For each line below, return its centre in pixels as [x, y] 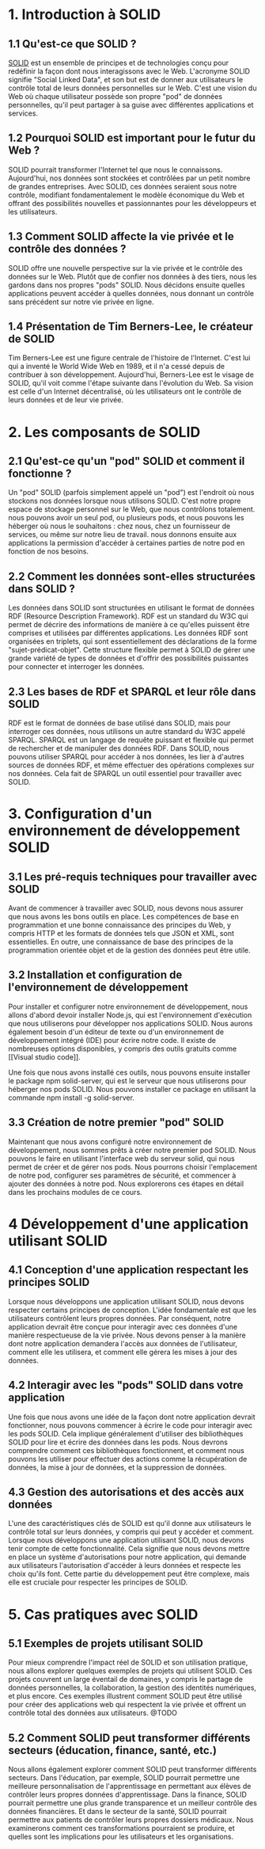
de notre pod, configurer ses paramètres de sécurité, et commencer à [122, 1175]
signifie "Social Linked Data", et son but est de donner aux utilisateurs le [126, 80]
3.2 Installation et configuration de [95, 975]
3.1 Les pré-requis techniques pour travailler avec [133, 877]
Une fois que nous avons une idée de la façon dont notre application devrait [132, 1417]
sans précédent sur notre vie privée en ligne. [81, 302]
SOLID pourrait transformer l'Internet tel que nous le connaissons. [115, 169]
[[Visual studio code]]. [44, 1057]
